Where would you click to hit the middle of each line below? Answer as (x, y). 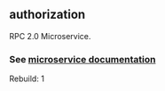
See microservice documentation (82, 59)
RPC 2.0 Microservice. (50, 36)
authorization (47, 15)
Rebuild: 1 (27, 79)
